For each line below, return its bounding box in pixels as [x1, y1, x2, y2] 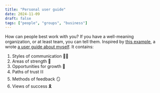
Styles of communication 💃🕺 [12, 53, 69, 59]
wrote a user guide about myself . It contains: [5, 44, 94, 50]
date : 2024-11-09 [5, 12, 40, 16]
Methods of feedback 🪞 [12, 76, 61, 82]
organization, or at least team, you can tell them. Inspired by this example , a [5, 39, 156, 45]
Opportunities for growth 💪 [12, 64, 66, 69]
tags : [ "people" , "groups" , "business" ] [5, 20, 88, 26]
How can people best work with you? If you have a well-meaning [5, 34, 134, 40]
